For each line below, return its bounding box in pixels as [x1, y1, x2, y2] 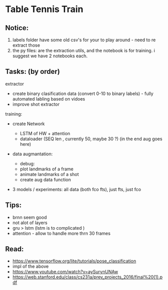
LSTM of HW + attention [20, 130, 70, 136]
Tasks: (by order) [5, 67, 60, 76]
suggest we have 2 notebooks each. [12, 53, 88, 59]
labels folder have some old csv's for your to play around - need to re [12, 37, 156, 43]
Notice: [5, 24, 29, 32]
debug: [20, 160, 35, 166]
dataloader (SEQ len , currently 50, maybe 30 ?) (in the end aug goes [20, 136, 162, 142]
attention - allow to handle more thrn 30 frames [12, 230, 111, 236]
